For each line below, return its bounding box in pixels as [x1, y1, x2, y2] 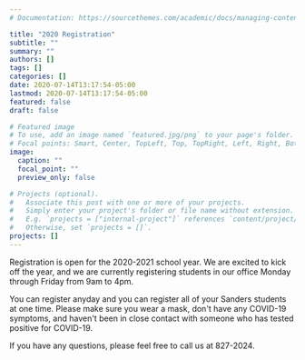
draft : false [9, 105, 59, 115]
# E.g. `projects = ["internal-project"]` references [9, 215, 225, 224]
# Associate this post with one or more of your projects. [9, 197, 246, 207]
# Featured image [9, 122, 75, 132]
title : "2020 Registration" [9, 29, 116, 39]
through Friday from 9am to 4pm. [9, 275, 134, 286]
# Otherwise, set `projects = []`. [9, 224, 152, 233]
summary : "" [9, 46, 54, 55]
